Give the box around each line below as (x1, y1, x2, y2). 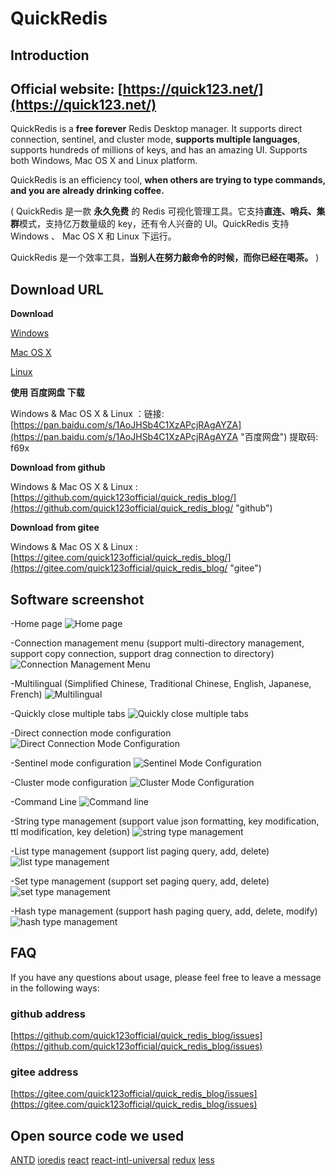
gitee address (10, 1065, 79, 1079)
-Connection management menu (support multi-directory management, (10, 637, 305, 649)
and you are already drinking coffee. (10, 185, 165, 197)
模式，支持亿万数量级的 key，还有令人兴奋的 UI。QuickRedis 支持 (19, 218, 290, 230)
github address (10, 1007, 86, 1021)
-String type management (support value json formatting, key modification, (10, 815, 320, 827)
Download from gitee (10, 522, 100, 534)
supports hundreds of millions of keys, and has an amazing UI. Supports (10, 144, 308, 156)
